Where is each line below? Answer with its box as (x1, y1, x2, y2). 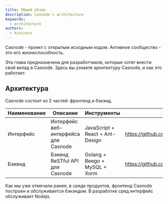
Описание (52, 109, 78, 116)
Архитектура (5, 84, 49, 93)
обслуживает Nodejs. (5, 193, 51, 199)
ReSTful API (50, 157, 79, 164)
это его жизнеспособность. (5, 49, 64, 55)
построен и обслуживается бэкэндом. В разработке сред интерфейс (5, 188, 153, 194)
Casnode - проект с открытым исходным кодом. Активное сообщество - (5, 44, 161, 50)
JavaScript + (84, 124, 115, 131)
